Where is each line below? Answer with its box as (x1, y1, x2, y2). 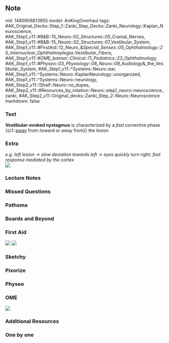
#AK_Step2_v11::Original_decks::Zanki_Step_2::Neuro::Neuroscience (18, 92, 160, 99)
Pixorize (5, 267, 26, 274)
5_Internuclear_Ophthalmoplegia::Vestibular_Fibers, (5, 50, 113, 56)
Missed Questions (5, 188, 51, 195)
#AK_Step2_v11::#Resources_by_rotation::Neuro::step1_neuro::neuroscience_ (5, 87, 164, 93)
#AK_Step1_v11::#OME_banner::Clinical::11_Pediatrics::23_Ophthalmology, (5, 55, 157, 61)
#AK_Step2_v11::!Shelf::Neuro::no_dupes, (5, 82, 90, 88)
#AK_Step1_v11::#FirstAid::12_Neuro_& (5, 44, 83, 50)
